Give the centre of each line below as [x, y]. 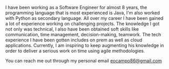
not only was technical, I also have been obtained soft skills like [72, 29]
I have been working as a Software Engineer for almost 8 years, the [76, 7]
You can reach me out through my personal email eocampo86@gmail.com [84, 61]
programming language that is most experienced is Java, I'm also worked [83, 13]
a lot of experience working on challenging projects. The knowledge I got [82, 24]
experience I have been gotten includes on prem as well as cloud [74, 40]
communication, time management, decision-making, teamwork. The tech [83, 34]
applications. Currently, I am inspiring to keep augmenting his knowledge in [85, 45]
